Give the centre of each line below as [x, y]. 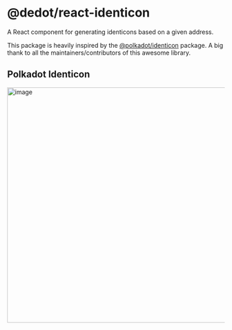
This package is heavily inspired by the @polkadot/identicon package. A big [115, 45]
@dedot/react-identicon [79, 13]
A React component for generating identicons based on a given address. [110, 32]
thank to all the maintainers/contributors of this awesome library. [99, 53]
